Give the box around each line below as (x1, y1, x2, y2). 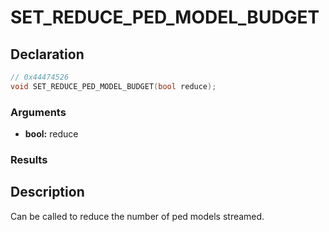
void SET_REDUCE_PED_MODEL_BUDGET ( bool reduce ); (10, 81, 217, 91)
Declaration (10, 46, 85, 63)
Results (10, 152, 48, 166)
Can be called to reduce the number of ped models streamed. (10, 210, 265, 222)
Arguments (10, 105, 67, 119)
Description (10, 184, 85, 201)
